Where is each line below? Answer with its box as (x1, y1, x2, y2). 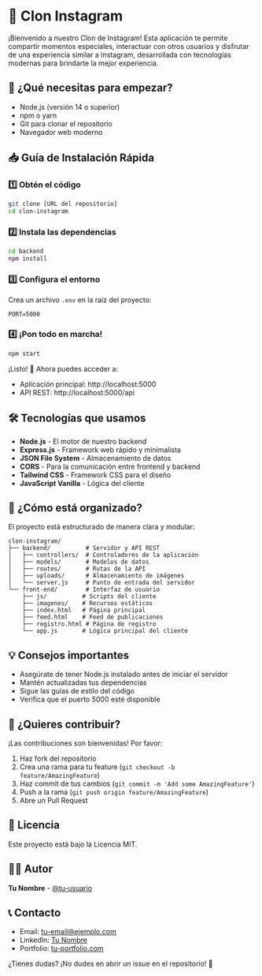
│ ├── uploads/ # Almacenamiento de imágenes (8, 572, 185, 580)
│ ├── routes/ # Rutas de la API (8, 565, 146, 573)
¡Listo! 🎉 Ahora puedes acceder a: (8, 364, 118, 373)
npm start (8, 350, 41, 357)
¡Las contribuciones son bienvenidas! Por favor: (8, 738, 163, 748)
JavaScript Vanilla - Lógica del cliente (19, 478, 145, 488)
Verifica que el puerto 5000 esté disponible (19, 694, 161, 705)
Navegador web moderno (19, 127, 103, 136)
